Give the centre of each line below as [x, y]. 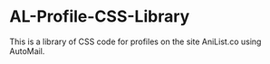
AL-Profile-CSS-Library [100, 17]
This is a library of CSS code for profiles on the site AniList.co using [135, 41]
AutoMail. [27, 50]
